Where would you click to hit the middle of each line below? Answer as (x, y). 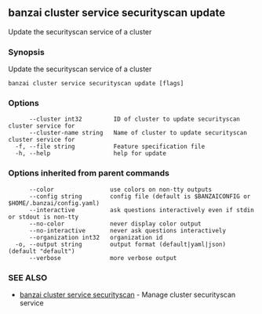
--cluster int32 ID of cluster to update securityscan (135, 119)
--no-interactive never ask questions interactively (127, 230)
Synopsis (26, 52)
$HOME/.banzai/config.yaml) (54, 203)
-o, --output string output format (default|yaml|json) (120, 244)
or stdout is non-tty (44, 217)
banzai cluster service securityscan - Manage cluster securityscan (127, 294)
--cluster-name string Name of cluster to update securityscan (138, 133)
